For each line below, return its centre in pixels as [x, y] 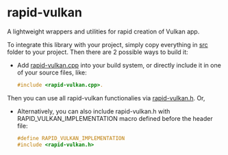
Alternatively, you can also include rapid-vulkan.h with [93, 111]
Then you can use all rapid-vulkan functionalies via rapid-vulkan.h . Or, [106, 98]
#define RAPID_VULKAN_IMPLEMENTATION [71, 138]
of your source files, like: [52, 72]
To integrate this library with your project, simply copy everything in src [108, 44]
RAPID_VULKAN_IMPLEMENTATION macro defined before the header [115, 118]
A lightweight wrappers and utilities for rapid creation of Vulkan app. [103, 31]
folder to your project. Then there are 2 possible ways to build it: [98, 52]
